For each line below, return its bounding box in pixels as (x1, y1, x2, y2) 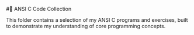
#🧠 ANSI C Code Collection (6, 6, 72, 12)
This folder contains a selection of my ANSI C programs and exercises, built (6, 17, 188, 23)
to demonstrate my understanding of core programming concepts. (6, 23, 166, 29)
